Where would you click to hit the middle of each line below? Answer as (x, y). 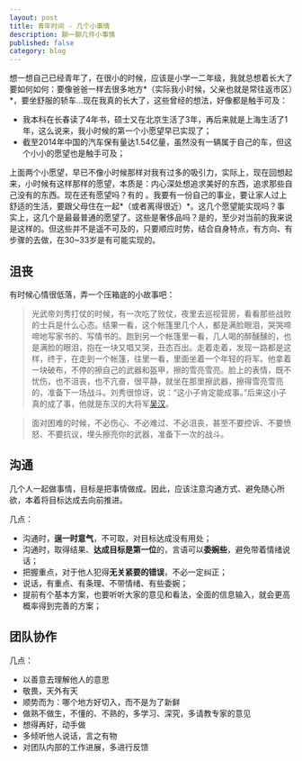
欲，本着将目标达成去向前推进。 (68, 500)
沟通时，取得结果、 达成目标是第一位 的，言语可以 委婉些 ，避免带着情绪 (152, 549)
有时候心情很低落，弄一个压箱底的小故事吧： (92, 294)
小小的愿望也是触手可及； (78, 153)
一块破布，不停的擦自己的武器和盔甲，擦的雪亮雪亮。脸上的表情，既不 (161, 369)
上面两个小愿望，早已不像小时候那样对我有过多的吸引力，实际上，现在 (139, 173)
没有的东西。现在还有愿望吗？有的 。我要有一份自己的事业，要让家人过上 (152, 195)
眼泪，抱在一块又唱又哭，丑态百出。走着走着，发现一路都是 (173, 347)
